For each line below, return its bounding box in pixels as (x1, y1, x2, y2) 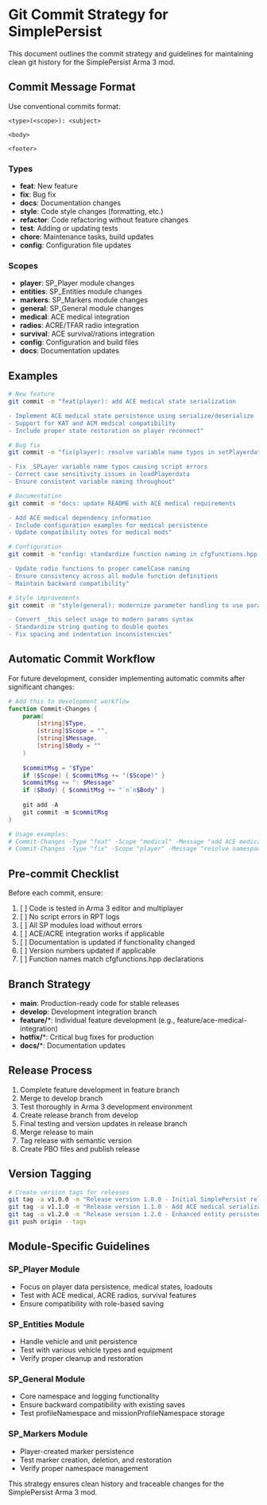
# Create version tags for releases (8, 1188, 130, 1196)
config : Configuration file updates (19, 240, 132, 250)
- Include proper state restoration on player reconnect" (8, 427, 204, 435)
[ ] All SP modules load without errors (19, 921, 143, 930)
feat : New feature (19, 181, 78, 191)
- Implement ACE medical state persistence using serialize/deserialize (8, 411, 254, 419)
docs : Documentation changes (19, 198, 122, 208)
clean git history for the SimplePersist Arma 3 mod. (8, 57, 176, 67)
